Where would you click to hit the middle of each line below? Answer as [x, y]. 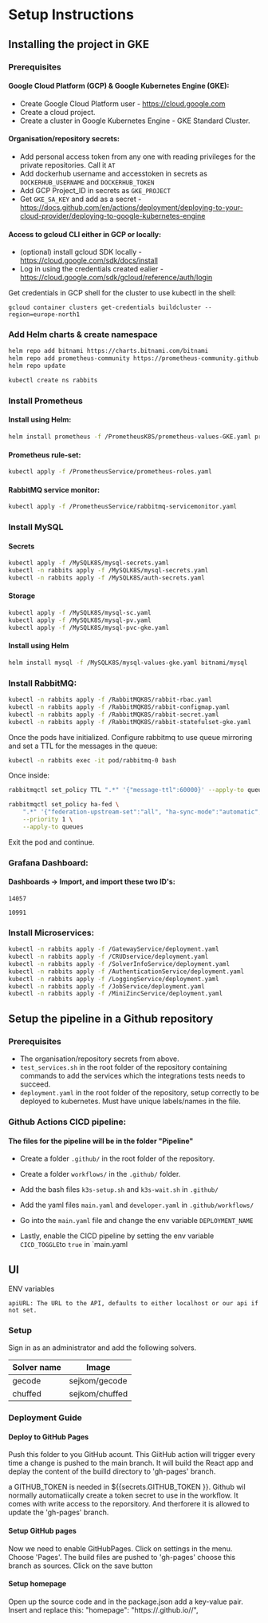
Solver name [37, 1368]
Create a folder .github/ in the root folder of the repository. [117, 1158]
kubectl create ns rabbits [53, 381]
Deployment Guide [45, 1418]
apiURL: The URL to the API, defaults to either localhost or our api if [134, 1303]
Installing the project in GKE [79, 44]
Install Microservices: [51, 932]
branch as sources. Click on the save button [81, 1566]
